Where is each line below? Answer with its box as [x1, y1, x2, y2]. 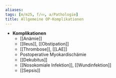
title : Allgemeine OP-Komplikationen [5, 16, 84, 21]
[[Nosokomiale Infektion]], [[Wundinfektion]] [19, 62, 111, 68]
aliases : [5, 7, 23, 12]
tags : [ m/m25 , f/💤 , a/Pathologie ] [5, 12, 78, 17]
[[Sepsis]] [19, 67, 40, 73]
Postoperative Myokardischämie [19, 51, 86, 57]
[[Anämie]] [19, 35, 42, 41]
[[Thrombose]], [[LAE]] [19, 46, 67, 52]
